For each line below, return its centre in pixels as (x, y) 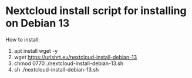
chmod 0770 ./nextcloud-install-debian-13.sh (69, 63)
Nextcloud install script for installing (96, 11)
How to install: (23, 39)
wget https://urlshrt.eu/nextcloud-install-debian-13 (75, 57)
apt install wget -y (36, 50)
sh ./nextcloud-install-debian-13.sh (56, 69)
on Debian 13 (38, 23)
